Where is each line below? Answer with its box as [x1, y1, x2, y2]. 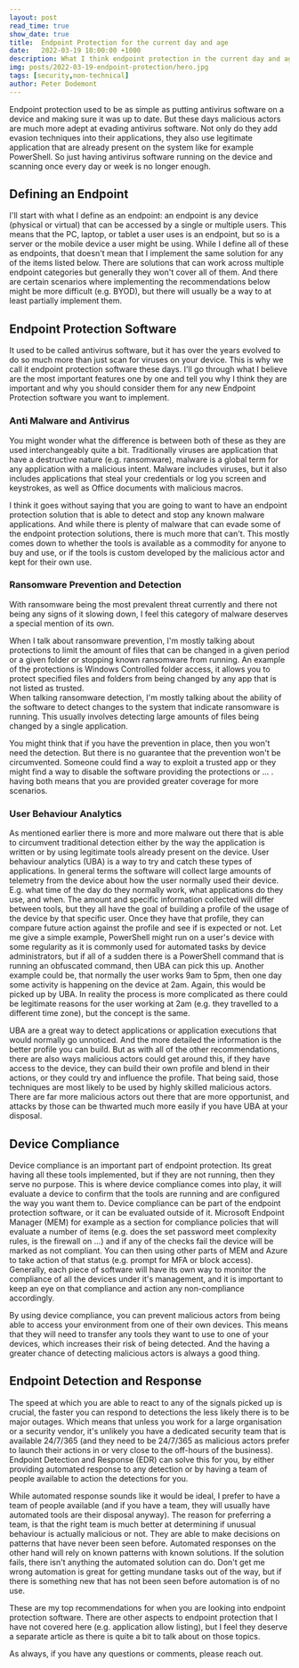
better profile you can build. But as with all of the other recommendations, [9, 1045, 280, 1055]
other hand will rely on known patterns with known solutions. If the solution [9, 1547, 285, 1557]
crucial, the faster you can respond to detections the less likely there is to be [9, 1407, 290, 1417]
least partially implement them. [9, 295, 123, 306]
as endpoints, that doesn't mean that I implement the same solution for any [9, 248, 284, 259]
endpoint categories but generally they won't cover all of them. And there [9, 267, 279, 277]
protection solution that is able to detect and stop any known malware [9, 509, 265, 520]
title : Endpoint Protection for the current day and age [9, 37, 229, 47]
